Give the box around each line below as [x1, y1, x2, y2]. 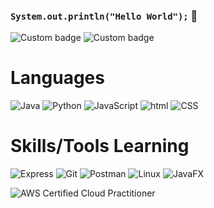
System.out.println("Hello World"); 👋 [10, 9, 198, 23]
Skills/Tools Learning [10, 135, 190, 158]
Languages [10, 67, 105, 89]
